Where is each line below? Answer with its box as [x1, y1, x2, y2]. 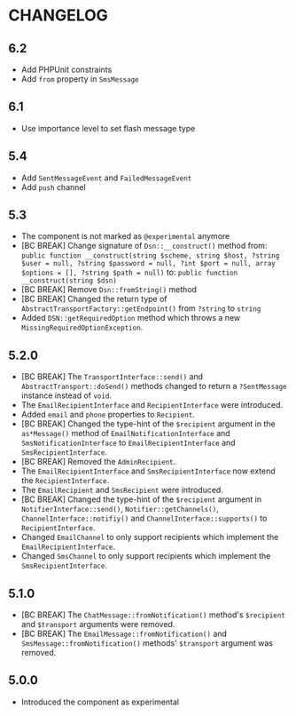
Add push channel [20, 181, 86, 192]
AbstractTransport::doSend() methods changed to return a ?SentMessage [20, 381, 287, 392]
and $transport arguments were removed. [20, 619, 175, 630]
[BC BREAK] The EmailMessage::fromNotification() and [20, 628, 228, 640]
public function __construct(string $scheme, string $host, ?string [20, 251, 280, 260]
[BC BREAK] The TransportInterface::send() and [20, 371, 204, 382]
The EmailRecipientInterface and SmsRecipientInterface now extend [20, 465, 276, 476]
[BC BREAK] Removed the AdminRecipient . [20, 457, 176, 467]
